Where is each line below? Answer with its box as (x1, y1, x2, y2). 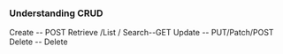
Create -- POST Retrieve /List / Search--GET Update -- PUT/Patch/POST (9, 27, 274, 38)
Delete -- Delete (9, 36, 68, 47)
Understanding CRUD (9, 7, 103, 19)
